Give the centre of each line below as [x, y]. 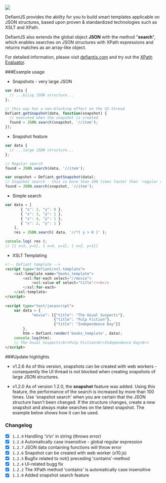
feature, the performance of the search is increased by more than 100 [83, 392]
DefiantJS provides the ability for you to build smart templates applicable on [82, 17]
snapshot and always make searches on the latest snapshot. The [78, 407]
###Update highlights [27, 356]
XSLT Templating [29, 255]
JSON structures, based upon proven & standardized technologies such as [81, 22]
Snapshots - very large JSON [42, 81]
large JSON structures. [36, 377]
